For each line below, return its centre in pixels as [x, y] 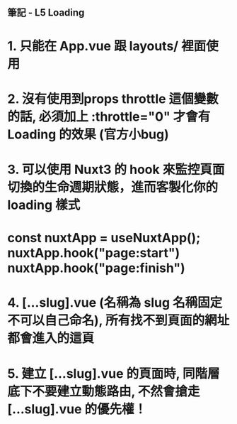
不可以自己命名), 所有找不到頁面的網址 [118, 321]
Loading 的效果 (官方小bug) [88, 134]
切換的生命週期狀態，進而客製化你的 [113, 187]
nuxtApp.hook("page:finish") [96, 268]
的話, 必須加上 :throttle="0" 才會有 [109, 116]
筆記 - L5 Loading [46, 13]
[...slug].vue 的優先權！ [77, 409]
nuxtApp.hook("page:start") [94, 253]
